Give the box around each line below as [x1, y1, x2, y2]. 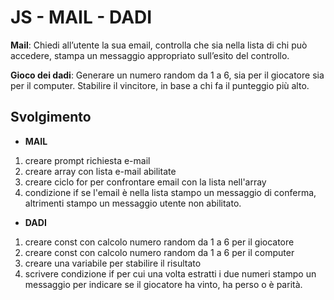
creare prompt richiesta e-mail [24, 154, 151, 166]
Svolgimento [10, 109, 92, 126]
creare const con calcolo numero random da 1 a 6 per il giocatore [24, 236, 295, 248]
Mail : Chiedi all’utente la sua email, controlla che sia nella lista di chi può [10, 39, 308, 51]
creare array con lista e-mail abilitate [24, 165, 177, 177]
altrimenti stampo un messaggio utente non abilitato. [24, 197, 242, 209]
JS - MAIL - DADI [10, 6, 153, 29]
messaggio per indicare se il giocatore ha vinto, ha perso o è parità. [24, 278, 303, 290]
